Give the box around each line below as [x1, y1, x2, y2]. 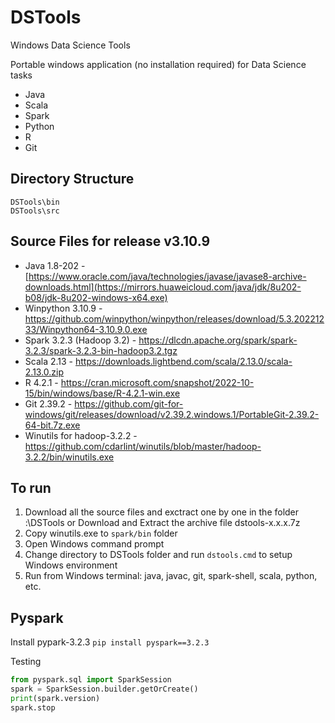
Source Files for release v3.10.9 [10, 233, 211, 250]
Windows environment [24, 559, 118, 571]
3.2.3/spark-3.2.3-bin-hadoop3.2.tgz [24, 344, 178, 356]
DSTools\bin [10, 197, 60, 207]
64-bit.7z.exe [24, 419, 81, 431]
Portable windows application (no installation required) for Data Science [10, 58, 307, 70]
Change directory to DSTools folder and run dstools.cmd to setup [24, 549, 293, 561]
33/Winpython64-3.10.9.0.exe [24, 323, 148, 335]
